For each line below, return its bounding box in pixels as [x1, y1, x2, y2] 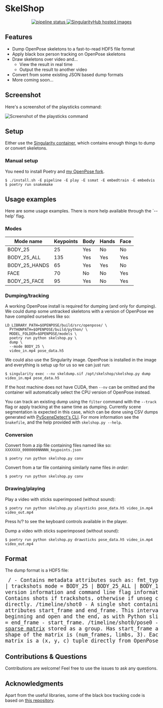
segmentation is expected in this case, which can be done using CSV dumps [5, 409, 158, 415]
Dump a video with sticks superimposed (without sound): [5, 527, 119, 534]
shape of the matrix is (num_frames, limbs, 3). [5, 631, 147, 638]
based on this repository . [5, 697, 55, 704]
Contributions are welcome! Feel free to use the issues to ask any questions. [5, 665, 158, 671]
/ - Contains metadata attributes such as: [8, 577, 134, 584]
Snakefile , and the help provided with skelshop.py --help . [5, 419, 122, 425]
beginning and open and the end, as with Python [5, 613, 147, 620]
